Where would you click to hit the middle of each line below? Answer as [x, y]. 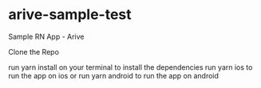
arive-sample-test [70, 15]
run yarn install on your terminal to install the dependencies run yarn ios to [130, 67]
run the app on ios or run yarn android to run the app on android [114, 75]
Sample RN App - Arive [46, 36]
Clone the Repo [34, 52]
